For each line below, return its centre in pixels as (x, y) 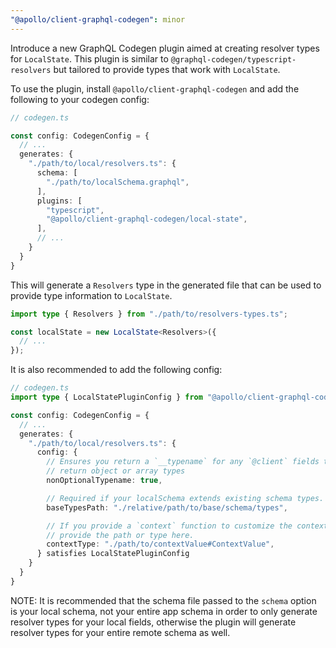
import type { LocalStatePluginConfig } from (106, 397)
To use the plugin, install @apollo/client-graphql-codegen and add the (155, 88)
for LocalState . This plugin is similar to (89, 58)
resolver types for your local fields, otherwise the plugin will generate (153, 622)
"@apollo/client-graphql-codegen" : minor (98, 19)
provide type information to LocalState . (91, 295)
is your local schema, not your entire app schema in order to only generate (164, 611)
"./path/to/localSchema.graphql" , (118, 182)
